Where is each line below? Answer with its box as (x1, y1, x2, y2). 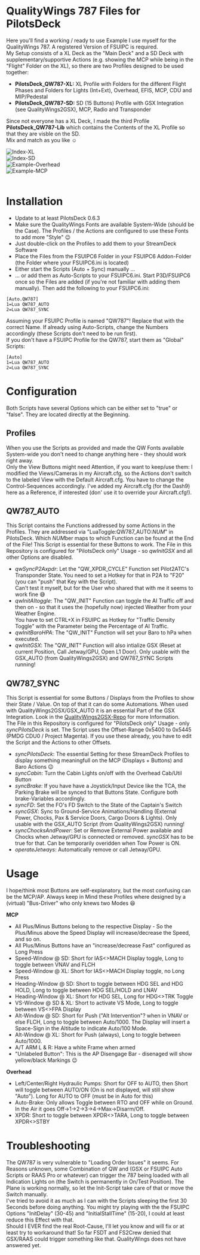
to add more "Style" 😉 (14, 233, 71, 240)
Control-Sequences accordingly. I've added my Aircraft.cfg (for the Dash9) (6, 482, 190, 489)
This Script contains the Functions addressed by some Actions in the (6, 522, 176, 529)
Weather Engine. (14, 610, 56, 617)
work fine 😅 (14, 591, 46, 598)
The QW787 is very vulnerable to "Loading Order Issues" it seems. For (6, 1159, 179, 1166)
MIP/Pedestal (14, 93, 48, 100)
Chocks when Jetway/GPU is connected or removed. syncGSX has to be (14, 833, 194, 841)
